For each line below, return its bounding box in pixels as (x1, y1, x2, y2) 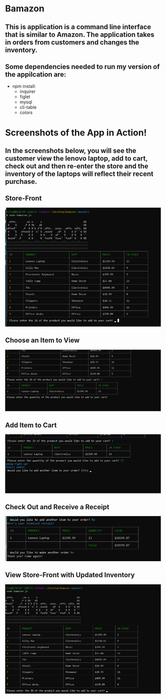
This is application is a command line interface (5, 23, 152, 31)
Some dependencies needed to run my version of (5, 62, 160, 71)
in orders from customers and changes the (5, 38, 139, 46)
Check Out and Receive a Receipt (5, 503, 110, 511)
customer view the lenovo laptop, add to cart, (5, 154, 148, 163)
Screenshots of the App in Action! (5, 127, 147, 138)
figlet (19, 94, 31, 100)
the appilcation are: (5, 70, 67, 79)
